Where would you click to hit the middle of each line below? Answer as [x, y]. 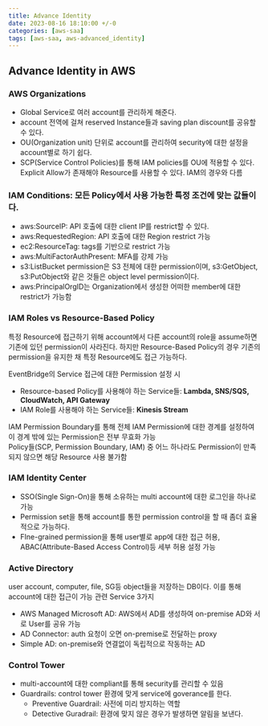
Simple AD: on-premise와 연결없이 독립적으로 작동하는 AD [113, 644]
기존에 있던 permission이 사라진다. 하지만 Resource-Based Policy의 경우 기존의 [134, 347]
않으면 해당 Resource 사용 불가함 [75, 457]
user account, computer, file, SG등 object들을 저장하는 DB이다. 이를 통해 [125, 587]
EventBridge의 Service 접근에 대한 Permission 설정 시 [94, 374]
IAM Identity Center [47, 478]
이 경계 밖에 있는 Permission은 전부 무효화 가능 [82, 437]
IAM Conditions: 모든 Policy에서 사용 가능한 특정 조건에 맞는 [120, 195]
